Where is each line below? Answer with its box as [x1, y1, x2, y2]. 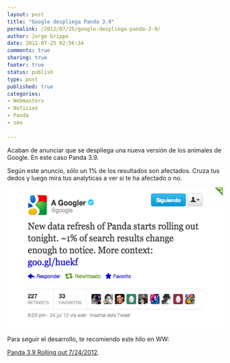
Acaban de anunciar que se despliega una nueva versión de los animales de [7, 146, 222, 154]
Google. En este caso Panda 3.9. [7, 153, 99, 161]
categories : [7, 90, 41, 97]
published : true [7, 83, 53, 90]
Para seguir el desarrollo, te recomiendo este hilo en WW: [7, 335, 170, 343]
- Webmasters [7, 98, 44, 105]
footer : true [7, 62, 44, 68]
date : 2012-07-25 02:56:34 [7, 40, 84, 47]
